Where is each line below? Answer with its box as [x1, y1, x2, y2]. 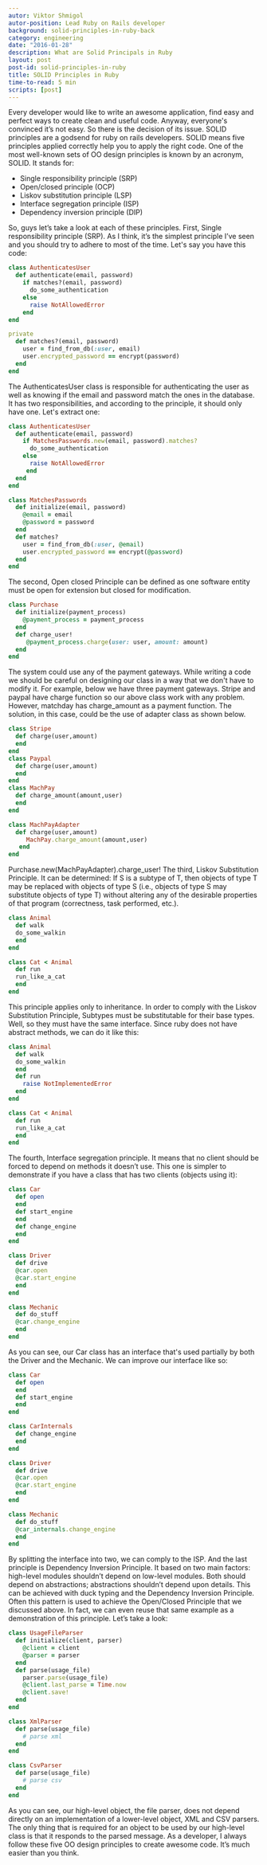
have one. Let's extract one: [8, 407, 100, 417]
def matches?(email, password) [15, 338, 120, 346]
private [8, 330, 34, 339]
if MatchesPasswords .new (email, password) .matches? [22, 437, 198, 445]
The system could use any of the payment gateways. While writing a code [8, 667, 251, 677]
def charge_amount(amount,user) [15, 792, 124, 800]
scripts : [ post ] [8, 85, 62, 94]
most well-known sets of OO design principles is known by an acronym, [8, 150, 245, 159]
